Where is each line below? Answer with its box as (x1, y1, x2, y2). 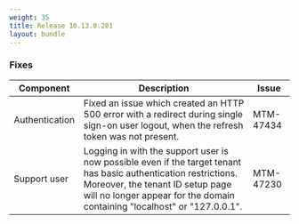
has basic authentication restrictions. (83, 166, 238, 179)
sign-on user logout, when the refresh (83, 119, 244, 132)
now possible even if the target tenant (83, 156, 242, 168)
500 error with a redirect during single (83, 108, 243, 120)
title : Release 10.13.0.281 (9, 21, 114, 30)
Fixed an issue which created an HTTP (83, 97, 245, 109)
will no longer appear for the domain (83, 188, 236, 201)
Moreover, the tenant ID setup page (83, 178, 232, 190)
